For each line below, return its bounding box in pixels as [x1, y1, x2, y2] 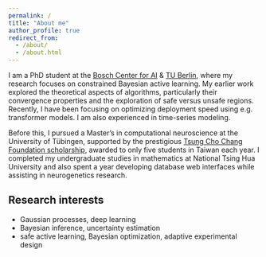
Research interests [8, 193, 104, 207]
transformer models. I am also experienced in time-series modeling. [8, 113, 231, 122]
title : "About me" [8, 19, 69, 27]
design [19, 239, 43, 249]
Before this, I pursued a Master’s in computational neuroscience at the [8, 128, 239, 138]
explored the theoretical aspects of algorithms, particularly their [8, 88, 217, 96]
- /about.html [15, 49, 62, 56]
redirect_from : [8, 33, 59, 42]
